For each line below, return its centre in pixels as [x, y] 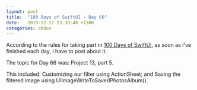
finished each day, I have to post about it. [57, 52]
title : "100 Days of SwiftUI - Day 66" [57, 17]
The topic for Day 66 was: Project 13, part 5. [60, 63]
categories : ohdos [29, 28]
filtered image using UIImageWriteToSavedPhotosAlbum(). [77, 81]
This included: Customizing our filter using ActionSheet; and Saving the [93, 74]
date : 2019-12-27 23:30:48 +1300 [50, 22]
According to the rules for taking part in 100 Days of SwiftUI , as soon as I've [99, 45]
